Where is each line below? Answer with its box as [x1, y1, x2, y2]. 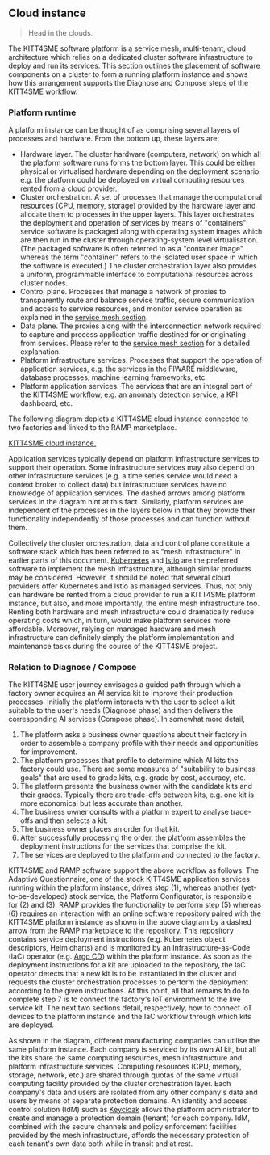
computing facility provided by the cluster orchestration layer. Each [8, 1079, 231, 1089]
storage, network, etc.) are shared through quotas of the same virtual [8, 1070, 239, 1080]
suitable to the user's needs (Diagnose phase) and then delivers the [8, 706, 234, 715]
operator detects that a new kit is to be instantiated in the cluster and [8, 969, 237, 979]
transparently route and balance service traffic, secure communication [19, 295, 255, 306]
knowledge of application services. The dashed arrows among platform [8, 488, 246, 498]
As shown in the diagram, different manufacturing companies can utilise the [8, 1036, 260, 1046]
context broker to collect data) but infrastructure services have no [8, 480, 227, 490]
